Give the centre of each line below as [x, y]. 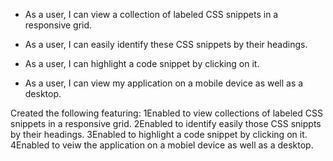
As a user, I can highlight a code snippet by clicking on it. [142, 63]
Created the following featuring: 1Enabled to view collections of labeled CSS [166, 113]
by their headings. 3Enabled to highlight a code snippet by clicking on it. [159, 134]
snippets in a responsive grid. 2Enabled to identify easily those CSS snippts [166, 123]
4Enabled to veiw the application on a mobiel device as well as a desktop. [162, 145]
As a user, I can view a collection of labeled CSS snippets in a [151, 14]
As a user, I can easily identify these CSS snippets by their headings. [166, 44]
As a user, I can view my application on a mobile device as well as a [164, 83]
